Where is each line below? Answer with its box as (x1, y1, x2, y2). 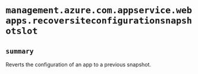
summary (5, 47, 34, 55)
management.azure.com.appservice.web (5, 5, 193, 16)
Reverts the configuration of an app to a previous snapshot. (5, 61, 152, 68)
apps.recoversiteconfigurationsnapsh (5, 15, 193, 27)
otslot (5, 25, 38, 37)
